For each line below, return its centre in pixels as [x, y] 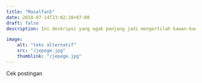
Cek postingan [24, 73]
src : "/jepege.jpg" [41, 51]
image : [14, 40]
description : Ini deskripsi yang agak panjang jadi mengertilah [88, 29]
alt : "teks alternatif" [47, 45]
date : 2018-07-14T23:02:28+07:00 [48, 17]
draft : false [23, 23]
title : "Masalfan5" [31, 12]
